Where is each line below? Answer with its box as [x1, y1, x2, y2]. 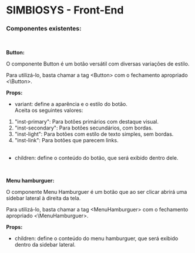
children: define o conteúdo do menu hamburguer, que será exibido [14, 235, 179, 242]
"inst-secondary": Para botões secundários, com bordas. [14, 124, 153, 132]
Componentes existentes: [6, 25, 82, 33]
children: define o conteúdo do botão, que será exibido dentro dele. [14, 155, 179, 162]
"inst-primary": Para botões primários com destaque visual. [14, 118, 159, 125]
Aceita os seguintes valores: [14, 107, 83, 114]
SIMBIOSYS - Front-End [6, 4, 124, 17]
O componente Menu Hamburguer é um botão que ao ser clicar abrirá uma [6, 189, 187, 196]
